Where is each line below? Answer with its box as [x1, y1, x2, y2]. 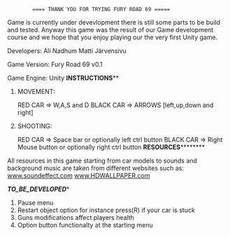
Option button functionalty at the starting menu [17, 221, 154, 229]
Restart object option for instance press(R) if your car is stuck [17, 206, 196, 214]
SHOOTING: [17, 122, 52, 130]
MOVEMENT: [17, 88, 55, 95]
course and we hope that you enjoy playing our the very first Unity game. [7, 33, 218, 41]
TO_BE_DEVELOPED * [7, 185, 70, 193]
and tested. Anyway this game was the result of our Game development [7, 26, 214, 34]
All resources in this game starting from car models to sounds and [7, 157, 198, 165]
